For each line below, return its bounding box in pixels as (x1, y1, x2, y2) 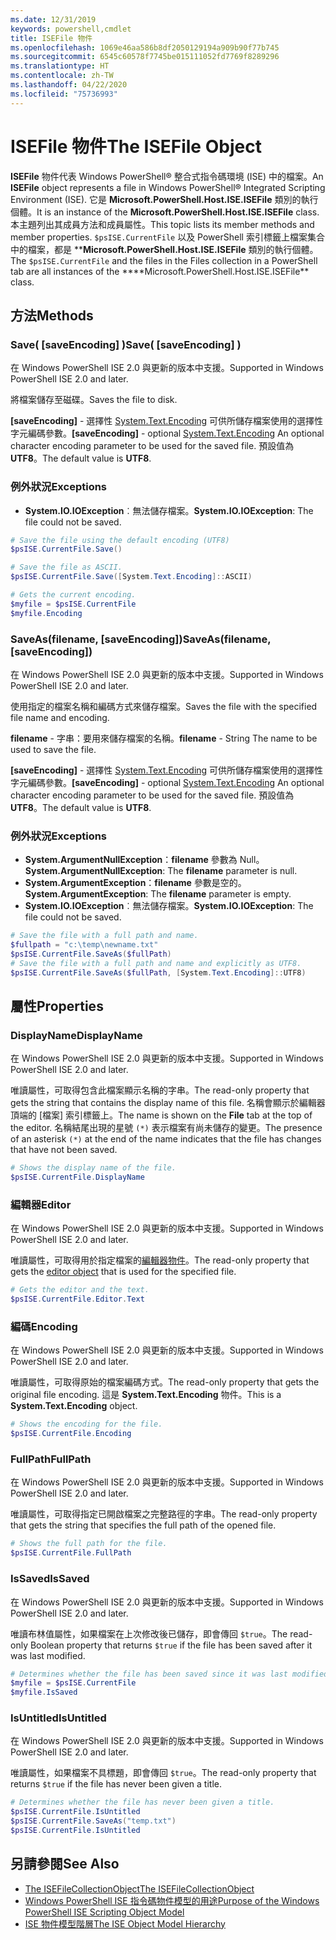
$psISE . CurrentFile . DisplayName (10, 1172, 145, 1183)
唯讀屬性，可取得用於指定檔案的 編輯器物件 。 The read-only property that (10, 1254, 310, 1266)
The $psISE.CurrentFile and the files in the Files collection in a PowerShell (10, 254, 318, 266)
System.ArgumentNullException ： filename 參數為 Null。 (24, 854, 265, 866)
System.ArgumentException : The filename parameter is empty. (24, 888, 292, 900)
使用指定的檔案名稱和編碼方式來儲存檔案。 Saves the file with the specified (10, 700, 318, 712)
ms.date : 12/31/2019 (10, 14, 97, 25)
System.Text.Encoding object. (10, 1400, 138, 1412)
